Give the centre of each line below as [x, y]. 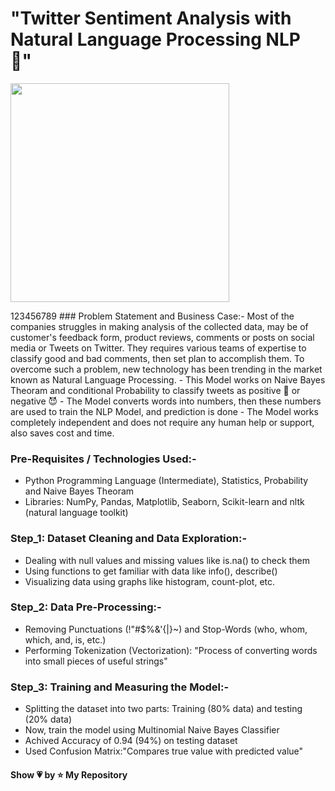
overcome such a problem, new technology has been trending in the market [166, 369]
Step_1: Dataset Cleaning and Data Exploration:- [129, 539]
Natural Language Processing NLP [155, 39]
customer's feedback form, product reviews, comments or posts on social [162, 337]
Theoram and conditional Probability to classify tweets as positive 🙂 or [155, 390]
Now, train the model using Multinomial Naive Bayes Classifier [152, 730]
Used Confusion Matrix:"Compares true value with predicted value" [164, 751]
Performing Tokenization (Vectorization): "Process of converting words [171, 650]
